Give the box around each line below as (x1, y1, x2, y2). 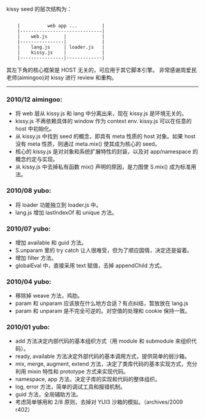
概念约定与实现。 (15, 156, 59, 163)
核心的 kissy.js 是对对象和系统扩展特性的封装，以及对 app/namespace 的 (15, 148, 198, 156)
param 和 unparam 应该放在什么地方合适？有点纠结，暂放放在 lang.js (15, 299, 189, 307)
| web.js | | (17, 34, 105, 40)
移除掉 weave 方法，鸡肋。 (15, 292, 84, 299)
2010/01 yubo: (6, 323, 50, 331)
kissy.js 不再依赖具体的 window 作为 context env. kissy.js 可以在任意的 (15, 118, 192, 125)
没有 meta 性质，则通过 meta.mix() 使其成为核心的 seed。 (15, 140, 160, 148)
